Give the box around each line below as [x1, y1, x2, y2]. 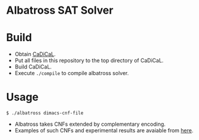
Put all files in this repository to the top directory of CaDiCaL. [14, 57, 164, 64]
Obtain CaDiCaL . [14, 51, 56, 58]
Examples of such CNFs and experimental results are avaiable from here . [14, 127, 194, 134]
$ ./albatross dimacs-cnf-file [6, 110, 84, 116]
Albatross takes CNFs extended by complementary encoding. [14, 120, 166, 128]
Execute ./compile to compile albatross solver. [14, 70, 129, 77]
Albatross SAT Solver [6, 4, 114, 17]
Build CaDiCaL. [14, 63, 52, 70]
